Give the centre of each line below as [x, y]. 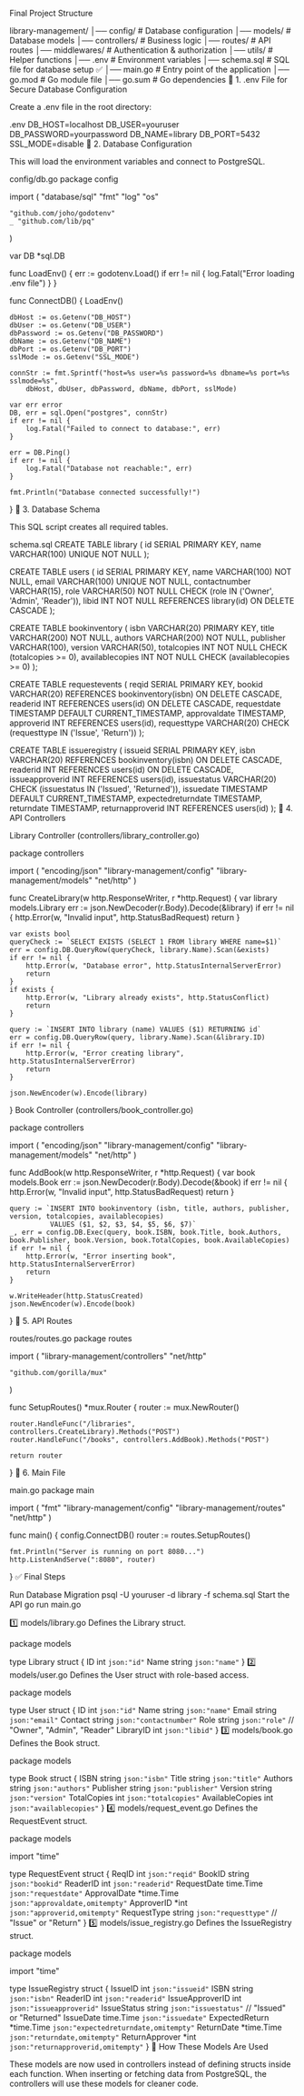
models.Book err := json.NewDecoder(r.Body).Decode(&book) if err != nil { [148, 1182]
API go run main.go [45, 1605]
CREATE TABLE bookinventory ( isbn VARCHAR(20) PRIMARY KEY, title [142, 628]
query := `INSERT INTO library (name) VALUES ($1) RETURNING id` [135, 1029]
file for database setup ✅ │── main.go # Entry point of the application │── [150, 69]
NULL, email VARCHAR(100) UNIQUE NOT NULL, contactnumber [130, 582]
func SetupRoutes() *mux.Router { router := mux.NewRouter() [124, 1407]
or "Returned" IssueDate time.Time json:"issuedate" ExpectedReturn [139, 2017]
